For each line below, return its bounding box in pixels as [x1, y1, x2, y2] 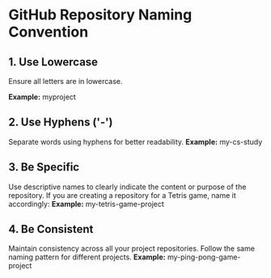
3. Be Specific [8, 160, 79, 175]
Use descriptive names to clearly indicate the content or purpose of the [8, 182, 247, 192]
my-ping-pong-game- [167, 252, 241, 262]
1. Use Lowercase [8, 55, 99, 69]
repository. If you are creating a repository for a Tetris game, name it [8, 190, 236, 200]
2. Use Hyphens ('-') [8, 116, 113, 129]
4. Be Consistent [8, 222, 94, 236]
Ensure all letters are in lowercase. [8, 77, 123, 86]
